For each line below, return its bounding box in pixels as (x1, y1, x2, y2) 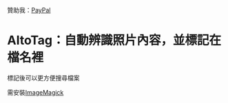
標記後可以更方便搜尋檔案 (7, 73, 80, 82)
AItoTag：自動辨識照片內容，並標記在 (7, 33, 222, 48)
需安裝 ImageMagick (7, 88, 64, 96)
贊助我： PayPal (7, 6, 51, 14)
